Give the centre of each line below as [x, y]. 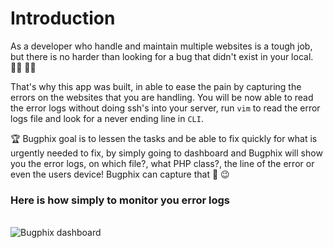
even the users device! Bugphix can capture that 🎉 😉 [120, 174]
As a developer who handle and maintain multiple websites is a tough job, [161, 46]
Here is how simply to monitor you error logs [120, 200]
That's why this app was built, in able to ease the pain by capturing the [156, 86]
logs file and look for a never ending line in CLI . [107, 118]
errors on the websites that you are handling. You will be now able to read [162, 97]
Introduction [63, 18]
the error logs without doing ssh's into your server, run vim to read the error [165, 108]
